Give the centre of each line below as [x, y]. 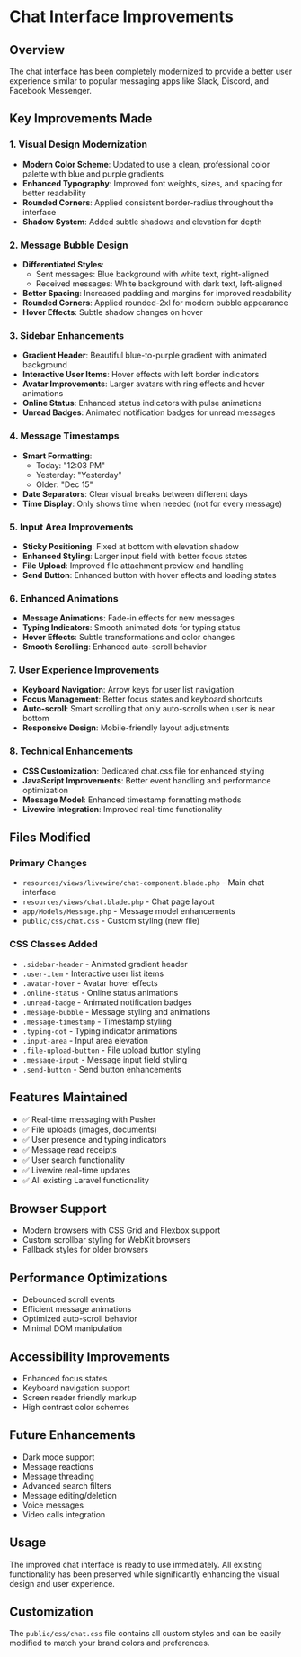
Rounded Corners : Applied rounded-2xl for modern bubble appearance [155, 303]
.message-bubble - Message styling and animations [116, 1011]
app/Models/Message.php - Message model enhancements [129, 911]
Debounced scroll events [68, 1299]
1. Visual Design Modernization [79, 144]
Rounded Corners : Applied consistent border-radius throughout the [148, 202]
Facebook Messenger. [51, 91]
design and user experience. [62, 1583]
